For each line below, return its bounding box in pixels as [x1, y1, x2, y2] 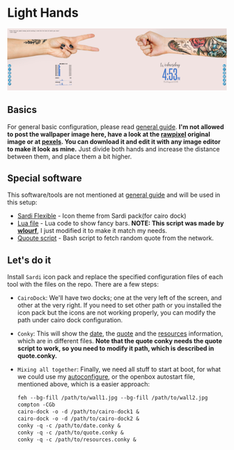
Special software [7, 172, 82, 184]
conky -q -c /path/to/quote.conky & [17, 429, 124, 437]
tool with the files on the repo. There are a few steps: [7, 280, 159, 289]
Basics [7, 104, 37, 116]
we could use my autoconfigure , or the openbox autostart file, [17, 373, 195, 381]
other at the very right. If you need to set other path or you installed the [17, 301, 221, 310]
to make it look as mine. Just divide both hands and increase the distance [7, 144, 220, 153]
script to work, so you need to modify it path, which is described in [17, 344, 214, 353]
